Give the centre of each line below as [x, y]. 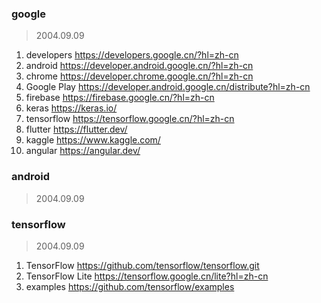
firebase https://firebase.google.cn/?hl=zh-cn [120, 98]
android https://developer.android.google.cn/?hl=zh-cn [139, 66]
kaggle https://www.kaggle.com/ [93, 140]
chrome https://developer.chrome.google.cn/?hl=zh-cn [139, 76]
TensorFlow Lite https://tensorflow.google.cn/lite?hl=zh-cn [147, 276]
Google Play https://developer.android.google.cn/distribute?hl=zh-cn [168, 87]
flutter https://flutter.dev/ [76, 129]
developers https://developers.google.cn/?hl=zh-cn [132, 55]
